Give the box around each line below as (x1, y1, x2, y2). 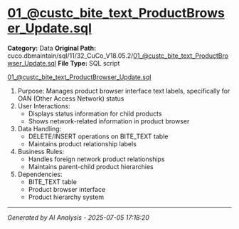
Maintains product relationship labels (28, 139, 137, 148)
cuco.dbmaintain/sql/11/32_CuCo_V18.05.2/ (7, 51, 134, 60)
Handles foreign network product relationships (28, 155, 165, 163)
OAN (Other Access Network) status (17, 94, 124, 103)
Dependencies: (17, 170, 63, 178)
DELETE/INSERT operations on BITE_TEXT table (28, 132, 169, 141)
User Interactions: (17, 101, 70, 110)
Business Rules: (17, 147, 65, 156)
